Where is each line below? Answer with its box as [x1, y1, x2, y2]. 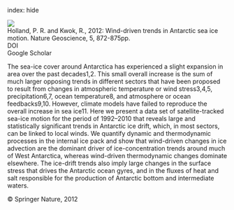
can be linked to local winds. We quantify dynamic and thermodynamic [7, 129, 212, 137]
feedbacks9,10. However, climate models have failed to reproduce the [7, 99, 207, 108]
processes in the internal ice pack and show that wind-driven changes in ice [7, 136, 227, 145]
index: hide [7, 6, 40, 14]
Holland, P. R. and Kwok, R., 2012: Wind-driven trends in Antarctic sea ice [7, 27, 219, 34]
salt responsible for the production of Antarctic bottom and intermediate [7, 174, 214, 182]
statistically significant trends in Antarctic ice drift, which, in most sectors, [7, 122, 220, 130]
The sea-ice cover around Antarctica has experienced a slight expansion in [7, 62, 224, 71]
